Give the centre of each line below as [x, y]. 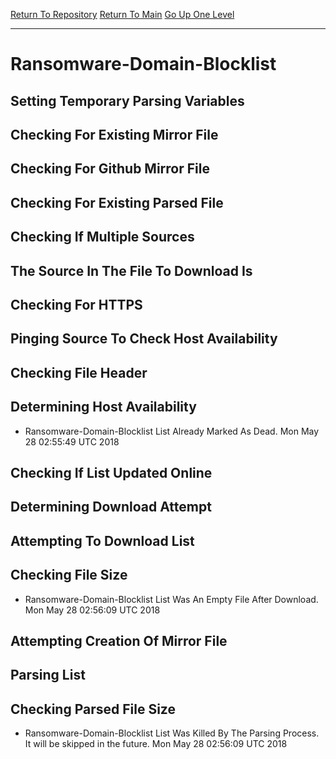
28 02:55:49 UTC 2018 [72, 441]
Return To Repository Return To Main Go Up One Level [122, 14]
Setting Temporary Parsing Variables [127, 100]
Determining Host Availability [103, 407]
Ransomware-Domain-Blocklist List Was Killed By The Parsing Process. [172, 733]
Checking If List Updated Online [111, 472]
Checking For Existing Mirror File [114, 134]
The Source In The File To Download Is [131, 270]
